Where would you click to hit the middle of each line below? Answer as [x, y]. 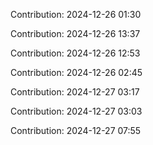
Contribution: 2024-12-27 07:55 [76, 130]
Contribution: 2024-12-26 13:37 [75, 33]
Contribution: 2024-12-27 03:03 [76, 111]
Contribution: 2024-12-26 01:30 [76, 14]
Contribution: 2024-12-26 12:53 [75, 53]
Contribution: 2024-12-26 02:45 [76, 72]
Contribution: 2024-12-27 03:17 [75, 92]
